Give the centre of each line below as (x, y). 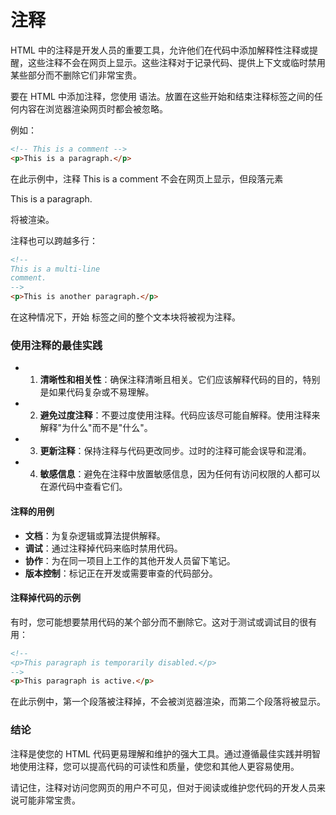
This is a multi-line (55, 269)
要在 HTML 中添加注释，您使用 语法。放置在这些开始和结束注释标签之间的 (162, 96)
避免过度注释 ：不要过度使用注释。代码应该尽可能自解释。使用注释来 (180, 415)
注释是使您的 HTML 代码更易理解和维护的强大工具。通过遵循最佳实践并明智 (165, 753)
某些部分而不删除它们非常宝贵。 (76, 75)
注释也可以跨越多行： (54, 240)
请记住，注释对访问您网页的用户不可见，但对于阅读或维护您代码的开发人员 (163, 787)
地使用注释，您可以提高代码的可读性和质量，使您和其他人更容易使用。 (155, 766)
